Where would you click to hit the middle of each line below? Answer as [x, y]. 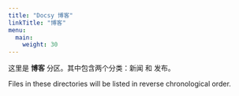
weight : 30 [40, 45]
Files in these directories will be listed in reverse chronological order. [119, 84]
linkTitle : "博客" [37, 23]
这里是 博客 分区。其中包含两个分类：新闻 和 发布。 [91, 68]
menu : [17, 30]
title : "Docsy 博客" [41, 15]
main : [24, 37]
